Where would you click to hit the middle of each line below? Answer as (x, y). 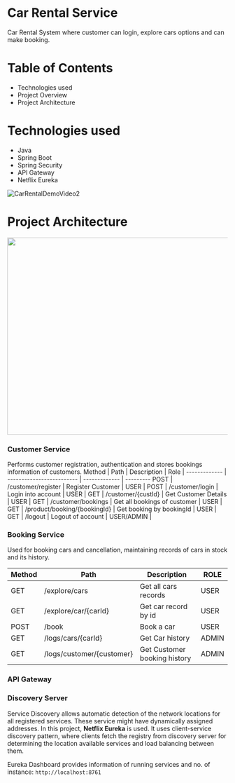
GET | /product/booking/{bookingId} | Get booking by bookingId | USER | (112, 509)
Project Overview (42, 95)
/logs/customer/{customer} (89, 654)
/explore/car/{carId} (77, 611)
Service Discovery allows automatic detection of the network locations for (114, 714)
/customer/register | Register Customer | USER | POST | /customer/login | (113, 487)
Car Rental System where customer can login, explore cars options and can (116, 32)
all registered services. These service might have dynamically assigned (110, 721)
